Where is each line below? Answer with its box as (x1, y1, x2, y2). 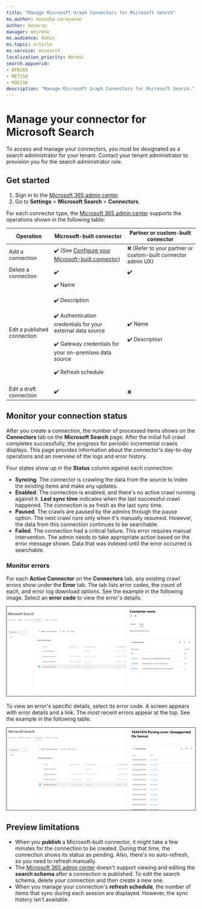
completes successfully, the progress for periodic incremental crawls (6, 439, 178, 447)
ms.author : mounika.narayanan (6, 16, 82, 22)
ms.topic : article (6, 42, 52, 48)
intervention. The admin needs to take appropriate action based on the (14, 533, 191, 541)
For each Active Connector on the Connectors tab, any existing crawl (6, 575, 180, 582)
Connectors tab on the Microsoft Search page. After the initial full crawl (6, 433, 186, 441)
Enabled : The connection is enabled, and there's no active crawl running (14, 488, 195, 496)
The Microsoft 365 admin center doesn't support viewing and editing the (14, 864, 195, 871)
